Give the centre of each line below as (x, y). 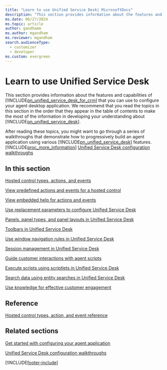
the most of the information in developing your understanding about (75, 116)
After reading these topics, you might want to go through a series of (75, 131)
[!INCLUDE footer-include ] (32, 362)
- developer (22, 52)
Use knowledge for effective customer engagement (58, 288)
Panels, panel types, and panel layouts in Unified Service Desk (69, 220)
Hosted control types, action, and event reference (56, 315)
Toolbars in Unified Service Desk (39, 229)
